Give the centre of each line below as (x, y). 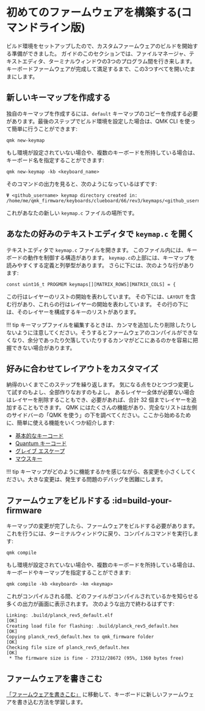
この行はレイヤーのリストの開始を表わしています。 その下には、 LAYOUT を (99, 297)
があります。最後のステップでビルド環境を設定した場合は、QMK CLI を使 (98, 121)
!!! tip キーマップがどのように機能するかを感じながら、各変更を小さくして (99, 472)
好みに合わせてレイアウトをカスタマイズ (82, 368)
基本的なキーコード (39, 436)
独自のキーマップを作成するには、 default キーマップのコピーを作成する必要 (102, 113)
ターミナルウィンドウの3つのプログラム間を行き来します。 (122, 61)
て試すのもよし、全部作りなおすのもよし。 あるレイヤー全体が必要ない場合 (101, 392)
